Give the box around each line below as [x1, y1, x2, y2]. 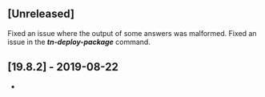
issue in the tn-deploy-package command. [7, 37, 151, 46]
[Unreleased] [7, 7, 75, 21]
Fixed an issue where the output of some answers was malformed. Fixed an [7, 28, 257, 38]
